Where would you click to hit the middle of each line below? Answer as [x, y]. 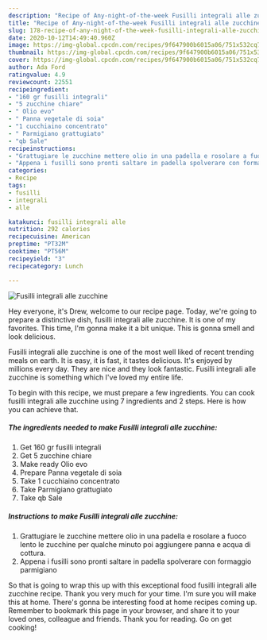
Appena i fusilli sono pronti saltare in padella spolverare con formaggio [135, 561]
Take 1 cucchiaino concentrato [70, 481]
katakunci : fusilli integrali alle [67, 222]
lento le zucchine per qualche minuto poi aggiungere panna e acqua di [135, 545]
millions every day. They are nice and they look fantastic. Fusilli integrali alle [132, 368]
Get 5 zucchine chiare [56, 456]
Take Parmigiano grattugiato [66, 490]
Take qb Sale [41, 498]
